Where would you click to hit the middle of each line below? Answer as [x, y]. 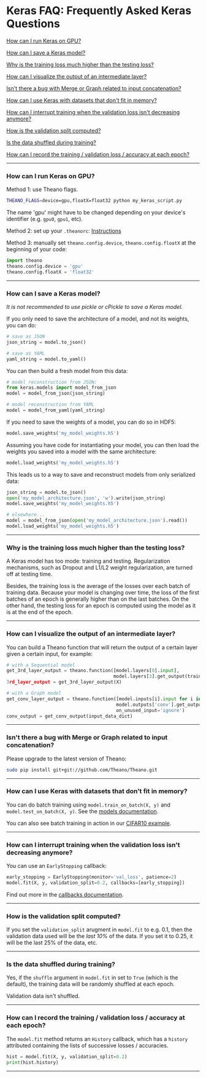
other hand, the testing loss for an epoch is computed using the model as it [101, 606]
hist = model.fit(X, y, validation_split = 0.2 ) [67, 1057]
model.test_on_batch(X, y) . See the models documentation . [82, 811]
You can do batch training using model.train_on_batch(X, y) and [88, 805]
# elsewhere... [26, 515]
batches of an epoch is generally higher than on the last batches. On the [97, 599]
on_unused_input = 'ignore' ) [151, 710]
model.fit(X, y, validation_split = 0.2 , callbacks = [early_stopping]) [96, 883]
